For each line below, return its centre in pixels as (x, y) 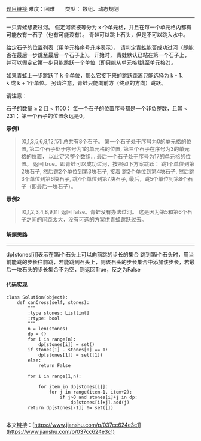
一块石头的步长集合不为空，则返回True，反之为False (76, 270)
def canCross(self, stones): (53, 303)
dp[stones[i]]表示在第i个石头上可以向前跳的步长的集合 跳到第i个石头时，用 (98, 255)
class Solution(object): (37, 297)
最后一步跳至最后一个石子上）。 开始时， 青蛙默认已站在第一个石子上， (103, 55)
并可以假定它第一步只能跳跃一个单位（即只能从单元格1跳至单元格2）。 (92, 62)
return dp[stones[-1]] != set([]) (71, 408)
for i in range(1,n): (55, 376)
